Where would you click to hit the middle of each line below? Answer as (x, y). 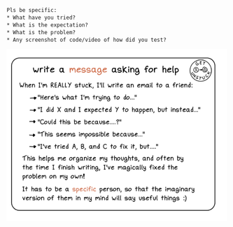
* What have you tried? (41, 17)
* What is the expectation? (48, 25)
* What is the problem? (41, 32)
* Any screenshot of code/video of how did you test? (87, 40)
